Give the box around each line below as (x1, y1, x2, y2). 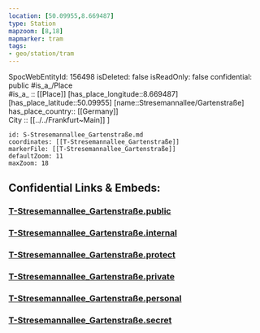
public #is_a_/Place (8, 80, 73, 90)
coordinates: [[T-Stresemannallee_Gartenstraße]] (8, 138, 180, 146)
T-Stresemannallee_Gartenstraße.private (8, 271, 175, 283)
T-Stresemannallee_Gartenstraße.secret (8, 314, 172, 326)
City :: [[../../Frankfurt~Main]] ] (8, 115, 110, 124)
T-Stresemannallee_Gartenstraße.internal (8, 227, 177, 239)
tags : (8, 42, 27, 50)
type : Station (8, 19, 57, 28)
